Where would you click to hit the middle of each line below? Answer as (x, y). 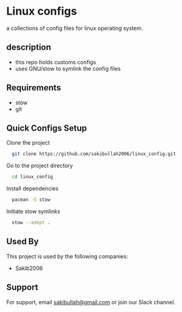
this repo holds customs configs (56, 62)
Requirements (34, 88)
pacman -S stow (31, 200)
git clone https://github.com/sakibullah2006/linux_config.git (94, 154)
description (29, 47)
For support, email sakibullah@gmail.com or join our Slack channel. (91, 302)
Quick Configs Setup (47, 128)
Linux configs (42, 11)
